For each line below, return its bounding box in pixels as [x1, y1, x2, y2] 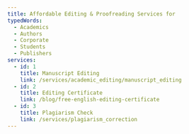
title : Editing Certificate [20, 89, 103, 96]
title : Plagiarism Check [20, 109, 93, 116]
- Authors [13, 30, 42, 38]
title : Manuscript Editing [20, 69, 100, 77]
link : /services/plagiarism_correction [20, 116, 138, 123]
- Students [13, 43, 46, 50]
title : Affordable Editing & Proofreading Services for [7, 10, 176, 18]
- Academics [13, 23, 50, 30]
